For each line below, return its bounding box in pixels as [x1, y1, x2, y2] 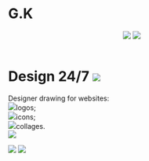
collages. [16, 121, 45, 130]
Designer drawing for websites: [8, 93, 110, 103]
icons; [16, 112, 36, 122]
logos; [16, 103, 37, 112]
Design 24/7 [8, 68, 90, 85]
